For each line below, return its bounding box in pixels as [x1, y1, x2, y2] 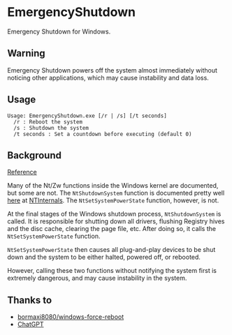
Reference [7, 168, 37, 177]
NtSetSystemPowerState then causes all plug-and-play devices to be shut [7, 246, 216, 254]
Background [7, 149, 61, 161]
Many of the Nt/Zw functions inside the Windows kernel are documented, [7, 181, 219, 190]
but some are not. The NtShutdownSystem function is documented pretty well [7, 189, 225, 198]
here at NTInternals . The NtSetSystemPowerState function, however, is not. [7, 196, 219, 204]
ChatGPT [17, 320, 44, 329]
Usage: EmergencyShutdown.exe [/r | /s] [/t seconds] [7, 112, 168, 119]
